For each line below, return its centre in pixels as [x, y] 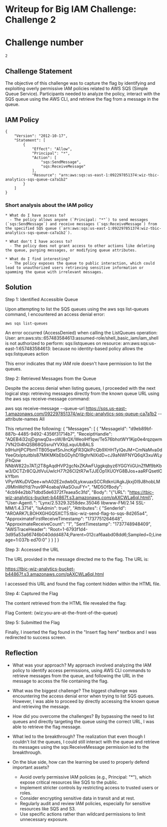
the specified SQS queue [31, 229]
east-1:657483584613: [28, 348]
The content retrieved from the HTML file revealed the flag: [66, 603]
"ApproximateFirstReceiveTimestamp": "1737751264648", [64, 518]
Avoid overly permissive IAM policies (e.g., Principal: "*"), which [85, 777]
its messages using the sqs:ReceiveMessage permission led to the [81, 747]
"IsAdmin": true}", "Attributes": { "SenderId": [81, 508]
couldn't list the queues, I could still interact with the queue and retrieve [86, 742]
